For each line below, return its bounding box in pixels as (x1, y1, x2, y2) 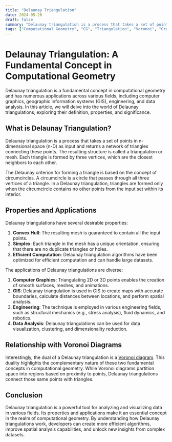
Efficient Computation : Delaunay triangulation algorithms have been (12, 251, 158, 257)
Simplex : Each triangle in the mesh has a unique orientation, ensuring (12, 240, 160, 247)
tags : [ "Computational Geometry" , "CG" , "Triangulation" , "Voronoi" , (5, 27, 157, 32)
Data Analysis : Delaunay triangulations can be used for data (12, 320, 141, 326)
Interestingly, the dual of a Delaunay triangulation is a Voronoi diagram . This (5, 354, 165, 360)
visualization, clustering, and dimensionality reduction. (12, 326, 128, 332)
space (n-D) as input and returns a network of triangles (32, 143, 148, 149)
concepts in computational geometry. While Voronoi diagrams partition (5, 365, 155, 371)
